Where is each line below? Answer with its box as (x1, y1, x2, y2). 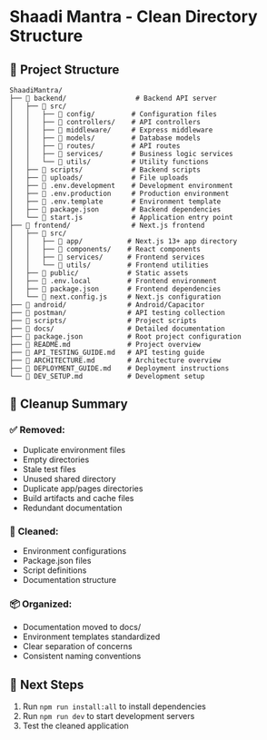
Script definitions (22, 565, 87, 576)
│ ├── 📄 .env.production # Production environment (9, 189, 230, 198)
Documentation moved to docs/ (22, 622, 142, 633)
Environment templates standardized (22, 631, 161, 642)
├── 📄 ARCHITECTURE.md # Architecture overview (9, 356, 222, 365)
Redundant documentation (22, 502, 123, 513)
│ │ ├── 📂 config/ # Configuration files (9, 110, 218, 119)
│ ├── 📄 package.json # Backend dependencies (9, 205, 222, 214)
